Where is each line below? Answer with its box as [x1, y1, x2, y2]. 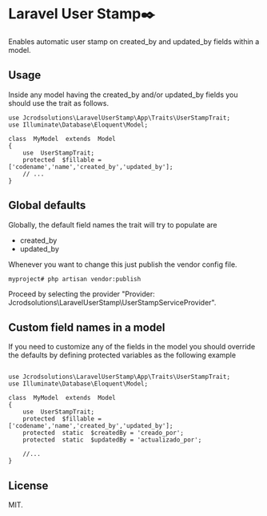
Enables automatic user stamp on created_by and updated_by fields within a [8, 36, 260, 46]
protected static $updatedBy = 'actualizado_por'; [22, 436, 202, 444]
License [8, 478, 49, 492]
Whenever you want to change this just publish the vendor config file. [8, 260, 237, 269]
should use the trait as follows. [8, 98, 110, 107]
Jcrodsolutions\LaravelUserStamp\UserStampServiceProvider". [8, 297, 217, 307]
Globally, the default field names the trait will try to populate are [8, 220, 217, 229]
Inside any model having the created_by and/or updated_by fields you [8, 90, 238, 99]
